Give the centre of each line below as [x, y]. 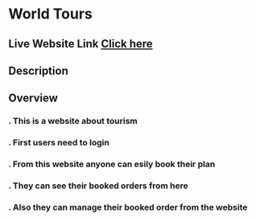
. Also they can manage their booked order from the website [128, 207]
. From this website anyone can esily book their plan [112, 164]
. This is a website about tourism [73, 121]
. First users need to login [59, 143]
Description [38, 70]
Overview [33, 98]
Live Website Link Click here [81, 44]
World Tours [50, 14]
